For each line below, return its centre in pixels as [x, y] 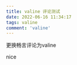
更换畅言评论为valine [31, 45]
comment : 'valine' [28, 28]
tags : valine [22, 22]
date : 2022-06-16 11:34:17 [39, 17]
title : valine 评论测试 [33, 11]
